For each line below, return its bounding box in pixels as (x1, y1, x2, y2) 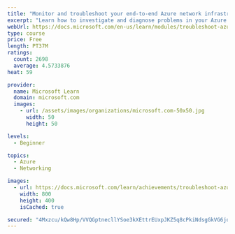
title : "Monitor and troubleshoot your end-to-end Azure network (7, 10, 201, 17)
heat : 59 (7, 68, 33, 75)
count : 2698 (13, 56, 49, 63)
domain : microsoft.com (13, 94, 80, 101)
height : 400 (20, 197, 55, 204)
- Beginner (13, 139, 45, 147)
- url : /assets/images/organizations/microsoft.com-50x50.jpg (20, 108, 205, 115)
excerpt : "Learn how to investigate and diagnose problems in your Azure (7, 17, 227, 24)
